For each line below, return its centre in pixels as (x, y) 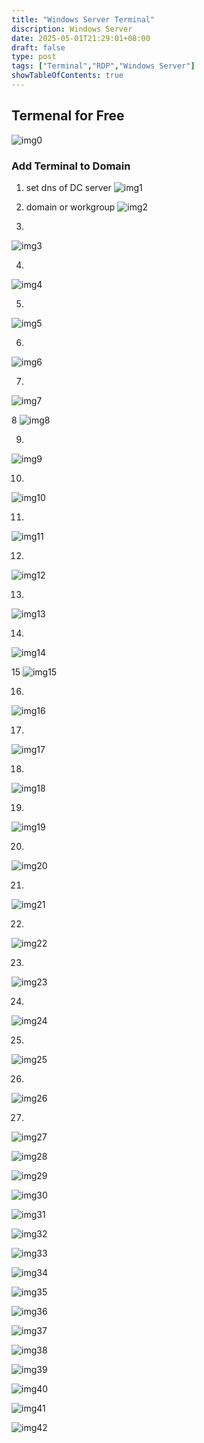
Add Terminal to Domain (71, 166)
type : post (34, 57)
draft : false (38, 47)
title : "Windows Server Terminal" (83, 19)
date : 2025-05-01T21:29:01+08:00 (81, 38)
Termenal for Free (68, 116)
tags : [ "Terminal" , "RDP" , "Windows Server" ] (103, 66)
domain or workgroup (70, 207)
